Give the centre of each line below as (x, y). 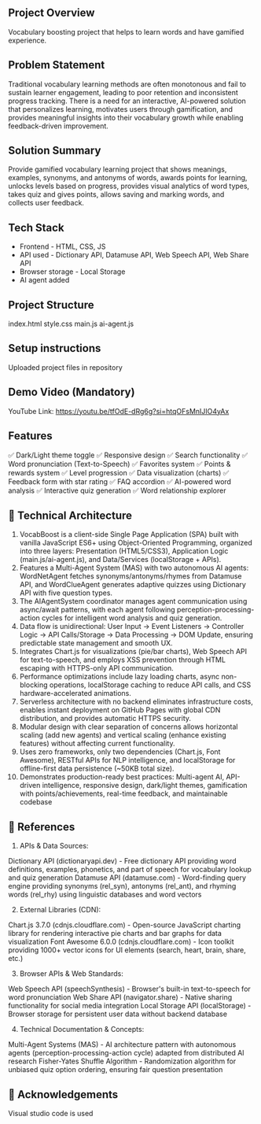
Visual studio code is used (51, 1113)
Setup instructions (55, 348)
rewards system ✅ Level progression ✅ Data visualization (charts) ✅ (119, 472)
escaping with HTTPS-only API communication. (97, 668)
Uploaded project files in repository (66, 367)
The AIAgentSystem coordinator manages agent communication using (133, 601)
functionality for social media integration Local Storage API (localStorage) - (130, 1006)
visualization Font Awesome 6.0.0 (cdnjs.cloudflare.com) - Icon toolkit (121, 942)
